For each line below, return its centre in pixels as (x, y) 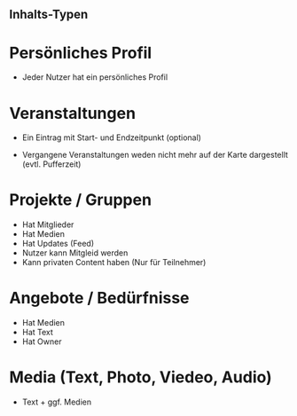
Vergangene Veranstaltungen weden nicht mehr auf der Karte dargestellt (155, 155)
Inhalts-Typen (49, 15)
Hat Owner (42, 341)
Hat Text (37, 333)
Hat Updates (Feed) (58, 244)
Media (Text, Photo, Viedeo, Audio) (141, 377)
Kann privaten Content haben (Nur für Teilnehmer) (114, 263)
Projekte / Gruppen (81, 200)
